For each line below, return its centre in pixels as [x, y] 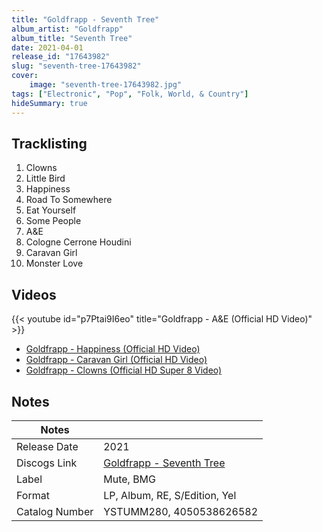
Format [33, 495]
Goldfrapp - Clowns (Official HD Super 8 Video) [124, 370]
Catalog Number [55, 511]
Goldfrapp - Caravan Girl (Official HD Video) [116, 360]
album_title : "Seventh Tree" [72, 38]
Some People [53, 221]
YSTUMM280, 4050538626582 [181, 511]
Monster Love [54, 263]
